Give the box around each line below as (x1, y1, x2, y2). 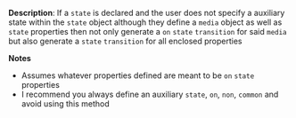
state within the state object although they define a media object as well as (8, 17, 283, 28)
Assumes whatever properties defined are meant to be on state (21, 70, 255, 81)
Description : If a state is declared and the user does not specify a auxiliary (8, 8, 285, 18)
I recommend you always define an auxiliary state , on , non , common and (21, 89, 279, 99)
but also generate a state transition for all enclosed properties (8, 35, 243, 46)
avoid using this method (21, 98, 111, 109)
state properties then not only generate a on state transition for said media (8, 27, 287, 36)
